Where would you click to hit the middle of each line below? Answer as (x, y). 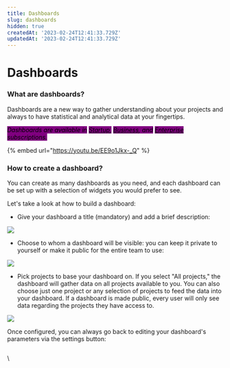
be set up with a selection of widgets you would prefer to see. (94, 190)
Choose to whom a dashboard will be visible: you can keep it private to (117, 243)
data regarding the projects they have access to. (85, 305)
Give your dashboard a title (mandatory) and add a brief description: (114, 217)
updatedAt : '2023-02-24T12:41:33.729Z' (64, 39)
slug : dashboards (32, 20)
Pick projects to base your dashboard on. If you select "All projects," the (119, 276)
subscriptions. (27, 137)
